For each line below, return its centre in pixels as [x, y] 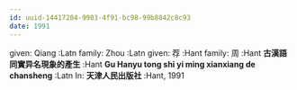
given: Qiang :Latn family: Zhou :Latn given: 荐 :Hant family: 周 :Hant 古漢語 [148, 53]
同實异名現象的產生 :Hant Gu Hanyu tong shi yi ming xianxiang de [133, 64]
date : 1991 [30, 26]
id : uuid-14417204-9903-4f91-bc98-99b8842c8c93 [100, 18]
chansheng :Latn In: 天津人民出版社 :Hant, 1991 [97, 75]
